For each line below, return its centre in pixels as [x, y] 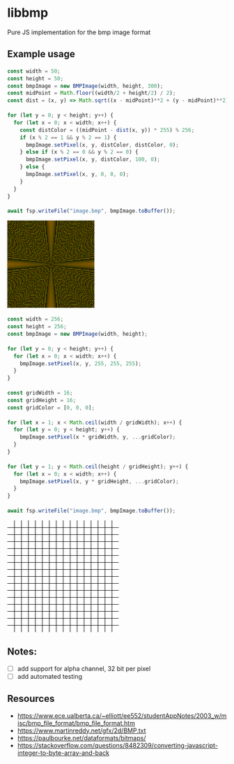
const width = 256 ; [36, 319]
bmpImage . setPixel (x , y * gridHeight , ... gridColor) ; [99, 481]
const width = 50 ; [34, 71]
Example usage [41, 54]
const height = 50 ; [36, 78]
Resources [31, 699]
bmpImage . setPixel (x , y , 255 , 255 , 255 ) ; [81, 363]
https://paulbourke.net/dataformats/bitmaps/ [81, 737]
